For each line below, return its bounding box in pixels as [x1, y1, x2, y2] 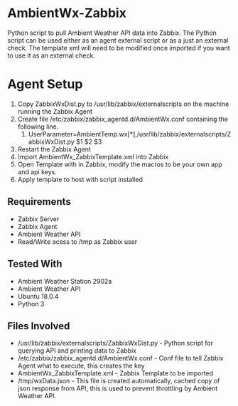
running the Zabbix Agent [17, 107, 93, 115]
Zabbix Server [17, 215, 60, 223]
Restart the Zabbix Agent [17, 144, 91, 154]
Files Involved [7, 320, 70, 332]
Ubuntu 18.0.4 [17, 292, 59, 300]
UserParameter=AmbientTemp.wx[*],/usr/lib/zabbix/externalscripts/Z [28, 129, 232, 138]
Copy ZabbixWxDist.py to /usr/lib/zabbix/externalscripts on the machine [17, 100, 229, 108]
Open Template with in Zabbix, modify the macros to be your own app [17, 160, 222, 169]
